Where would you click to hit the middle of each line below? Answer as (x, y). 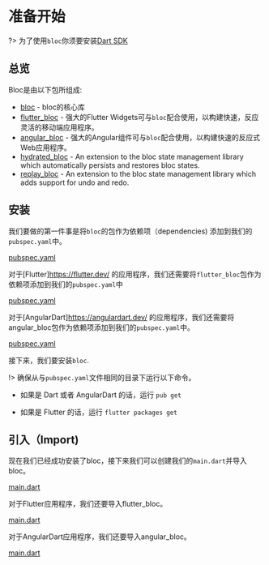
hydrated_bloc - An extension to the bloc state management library (132, 156)
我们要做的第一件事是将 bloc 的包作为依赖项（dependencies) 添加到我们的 (130, 231)
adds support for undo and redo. (75, 182)
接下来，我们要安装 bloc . (49, 360)
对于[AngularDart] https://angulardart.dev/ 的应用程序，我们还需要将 (122, 317)
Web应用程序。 (45, 148)
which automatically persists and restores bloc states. (110, 165)
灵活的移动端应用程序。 (59, 127)
